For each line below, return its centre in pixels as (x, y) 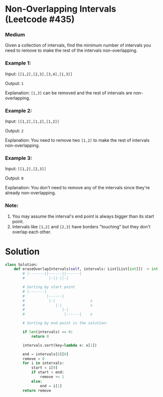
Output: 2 (14, 131)
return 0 (40, 336)
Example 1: (18, 63)
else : (37, 381)
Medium (15, 35)
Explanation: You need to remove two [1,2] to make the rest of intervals (77, 140)
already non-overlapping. (31, 193)
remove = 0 (34, 359)
